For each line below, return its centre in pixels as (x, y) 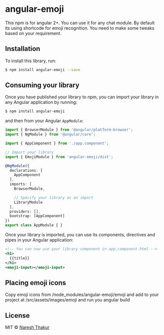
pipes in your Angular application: (39, 240)
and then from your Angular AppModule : (44, 121)
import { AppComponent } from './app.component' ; (57, 144)
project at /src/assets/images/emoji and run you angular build (68, 300)
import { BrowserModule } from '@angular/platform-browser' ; (69, 130)
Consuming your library (42, 85)
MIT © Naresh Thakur (27, 328)
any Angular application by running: (41, 102)
